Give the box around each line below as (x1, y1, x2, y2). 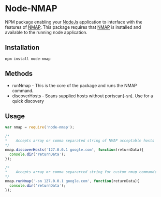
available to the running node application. (5, 29, 88, 35)
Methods (5, 70, 33, 78)
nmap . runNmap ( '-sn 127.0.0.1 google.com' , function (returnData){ (5, 179, 139, 184)
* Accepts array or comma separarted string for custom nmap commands (5, 170, 157, 175)
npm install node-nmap (5, 56, 51, 61)
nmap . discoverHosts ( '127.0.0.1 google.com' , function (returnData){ (5, 147, 144, 152)
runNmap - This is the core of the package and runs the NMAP (12, 82, 137, 88)
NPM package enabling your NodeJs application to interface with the (5, 19, 143, 25)
